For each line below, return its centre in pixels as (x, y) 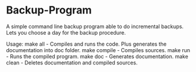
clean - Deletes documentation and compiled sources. (72, 63)
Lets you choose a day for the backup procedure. (66, 32)
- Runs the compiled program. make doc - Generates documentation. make (97, 56)
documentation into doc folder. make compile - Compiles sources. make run (98, 50)
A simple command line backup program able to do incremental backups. (95, 26)
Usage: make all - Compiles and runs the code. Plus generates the (86, 44)
